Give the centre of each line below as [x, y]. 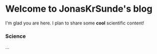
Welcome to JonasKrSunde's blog [79, 9]
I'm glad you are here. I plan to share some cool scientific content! [75, 23]
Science [16, 36]
